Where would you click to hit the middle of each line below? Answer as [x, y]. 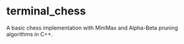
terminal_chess [46, 11]
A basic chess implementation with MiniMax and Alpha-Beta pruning [92, 28]
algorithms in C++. [30, 34]
